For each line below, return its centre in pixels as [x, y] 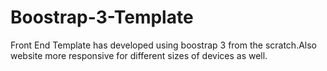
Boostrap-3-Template [102, 17]
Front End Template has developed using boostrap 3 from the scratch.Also [164, 45]
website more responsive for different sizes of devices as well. [139, 55]
